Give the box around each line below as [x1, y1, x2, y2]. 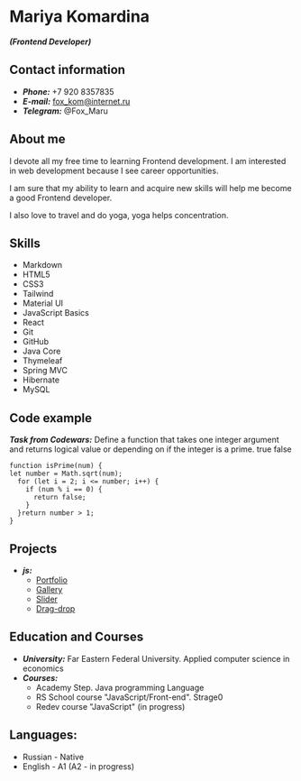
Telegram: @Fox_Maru [22, 106, 108, 116]
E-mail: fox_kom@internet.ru [22, 96, 131, 106]
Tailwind [22, 289, 54, 299]
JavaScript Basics [22, 308, 90, 318]
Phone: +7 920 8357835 [22, 86, 114, 96]
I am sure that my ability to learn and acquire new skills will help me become [9, 182, 292, 193]
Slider [35, 593, 59, 604]
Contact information [9, 62, 126, 78]
